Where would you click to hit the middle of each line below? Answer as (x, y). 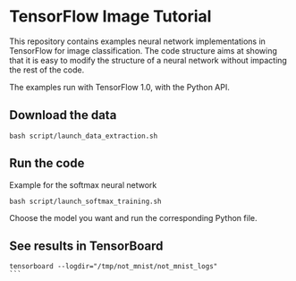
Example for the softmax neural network (83, 184)
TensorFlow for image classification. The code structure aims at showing (143, 50)
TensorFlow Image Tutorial (110, 17)
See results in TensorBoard (86, 246)
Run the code (47, 163)
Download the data (63, 115)
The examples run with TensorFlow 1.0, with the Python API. (120, 87)
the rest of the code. (47, 70)
